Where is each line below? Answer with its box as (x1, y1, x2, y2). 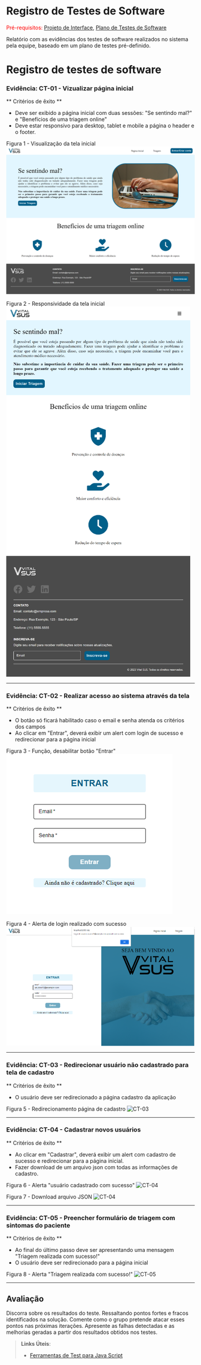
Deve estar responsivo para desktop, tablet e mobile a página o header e (14, 122, 194, 129)
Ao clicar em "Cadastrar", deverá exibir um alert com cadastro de (14, 1151, 176, 1158)
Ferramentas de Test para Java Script (29, 1351, 123, 1359)
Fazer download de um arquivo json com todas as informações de (14, 1163, 178, 1171)
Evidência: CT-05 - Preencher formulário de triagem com (6, 1214, 175, 1222)
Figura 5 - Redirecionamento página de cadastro (6, 1105, 126, 1112)
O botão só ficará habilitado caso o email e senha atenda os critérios (14, 717, 184, 724)
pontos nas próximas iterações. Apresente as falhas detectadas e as (6, 1322, 175, 1329)
